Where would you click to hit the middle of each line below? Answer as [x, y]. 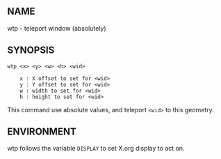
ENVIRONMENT [42, 132]
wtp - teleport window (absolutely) [57, 28]
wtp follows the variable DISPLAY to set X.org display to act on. [96, 149]
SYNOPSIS [31, 51]
